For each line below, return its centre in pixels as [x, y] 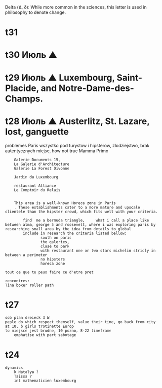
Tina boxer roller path [30, 285]
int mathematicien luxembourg [45, 381]
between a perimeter [26, 255]
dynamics [14, 368]
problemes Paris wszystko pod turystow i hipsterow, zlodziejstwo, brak [77, 145]
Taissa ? [23, 377]
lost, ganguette [37, 132]
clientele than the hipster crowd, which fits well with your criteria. [81, 212]
